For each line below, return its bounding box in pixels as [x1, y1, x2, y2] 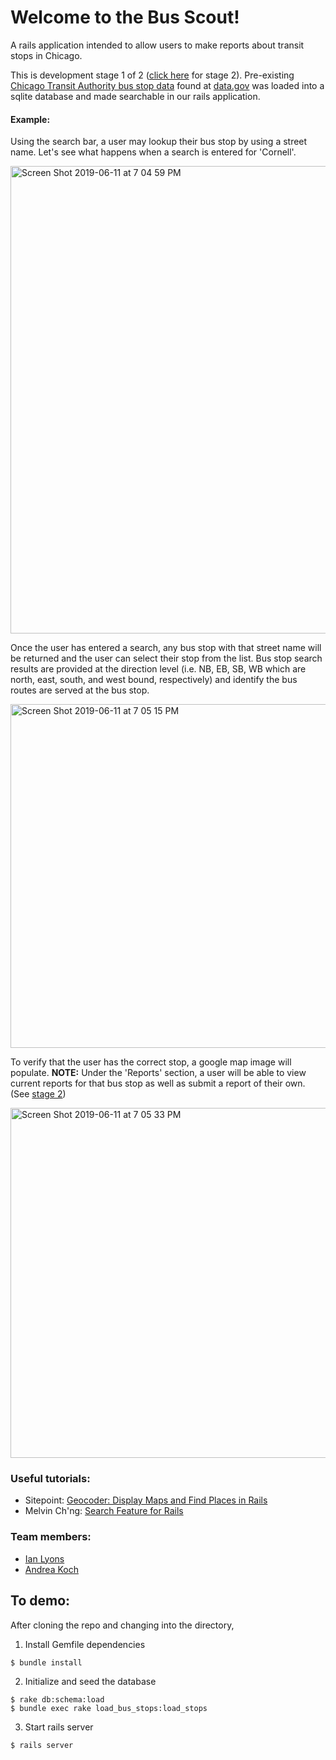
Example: [10, 113, 51, 125]
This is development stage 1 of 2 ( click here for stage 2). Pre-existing [10, 69, 295, 81]
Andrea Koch [24, 1563, 79, 1575]
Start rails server [24, 1721, 94, 1733]
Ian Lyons [24, 1552, 65, 1565]
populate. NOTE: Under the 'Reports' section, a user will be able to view [10, 1067, 307, 1079]
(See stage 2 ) [10, 1088, 67, 1100]
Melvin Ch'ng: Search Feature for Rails [24, 1505, 184, 1517]
